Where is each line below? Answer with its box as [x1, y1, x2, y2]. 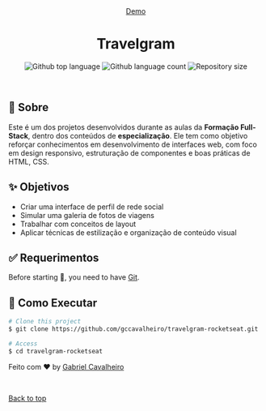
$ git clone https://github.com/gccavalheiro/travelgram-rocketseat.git [8, 325, 259, 333]
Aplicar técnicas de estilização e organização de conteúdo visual [19, 227, 237, 238]
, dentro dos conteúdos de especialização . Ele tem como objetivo [27, 131, 248, 140]
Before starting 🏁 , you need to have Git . [8, 272, 140, 282]
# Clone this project [8, 318, 82, 326]
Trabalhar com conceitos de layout [19, 219, 137, 229]
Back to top [8, 393, 47, 403]
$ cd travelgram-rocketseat [8, 347, 103, 355]
